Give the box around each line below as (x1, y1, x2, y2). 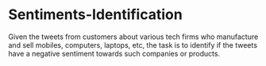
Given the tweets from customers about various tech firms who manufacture (8, 32, 259, 41)
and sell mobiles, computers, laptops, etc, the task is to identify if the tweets (8, 40, 258, 49)
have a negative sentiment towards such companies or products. (8, 49, 221, 58)
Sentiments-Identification (8, 6, 183, 24)
